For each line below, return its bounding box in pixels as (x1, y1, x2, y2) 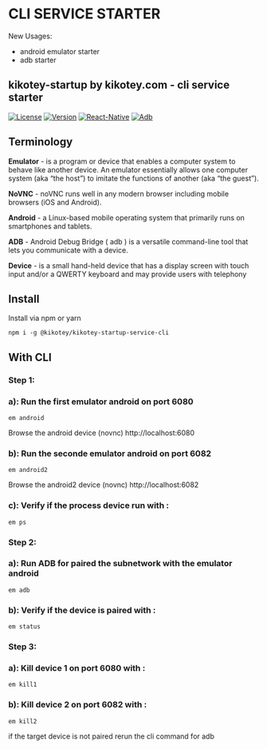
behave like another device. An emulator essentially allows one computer (8, 164, 249, 174)
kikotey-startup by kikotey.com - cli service (8, 78, 230, 92)
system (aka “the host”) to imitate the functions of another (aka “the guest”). (8, 173, 259, 183)
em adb (8, 586, 30, 594)
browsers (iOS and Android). (8, 197, 102, 207)
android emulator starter (19, 46, 100, 56)
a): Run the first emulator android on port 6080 (8, 396, 194, 407)
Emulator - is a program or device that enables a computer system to (8, 157, 236, 166)
